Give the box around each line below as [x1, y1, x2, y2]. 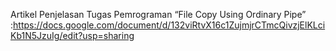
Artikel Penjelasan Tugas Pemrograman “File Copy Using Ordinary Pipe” [10, 9, 307, 20]
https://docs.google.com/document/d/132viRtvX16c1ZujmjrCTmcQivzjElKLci [13, 19, 326, 31]
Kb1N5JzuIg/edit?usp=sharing [10, 30, 135, 41]
